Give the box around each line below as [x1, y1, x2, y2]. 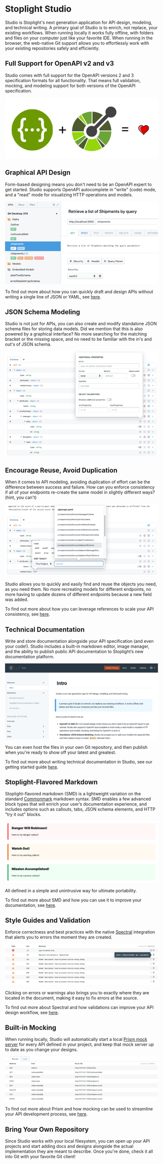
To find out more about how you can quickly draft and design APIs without [5, 288, 154, 295]
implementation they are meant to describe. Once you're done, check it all [5, 1148, 153, 1154]
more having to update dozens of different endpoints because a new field [5, 592, 152, 598]
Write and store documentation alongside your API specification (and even [5, 638, 154, 644]
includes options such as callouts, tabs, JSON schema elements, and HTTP [5, 806, 156, 812]
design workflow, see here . [5, 1009, 59, 1015]
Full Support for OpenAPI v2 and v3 [5, 59, 114, 68]
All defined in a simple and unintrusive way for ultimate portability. [5, 887, 137, 893]
